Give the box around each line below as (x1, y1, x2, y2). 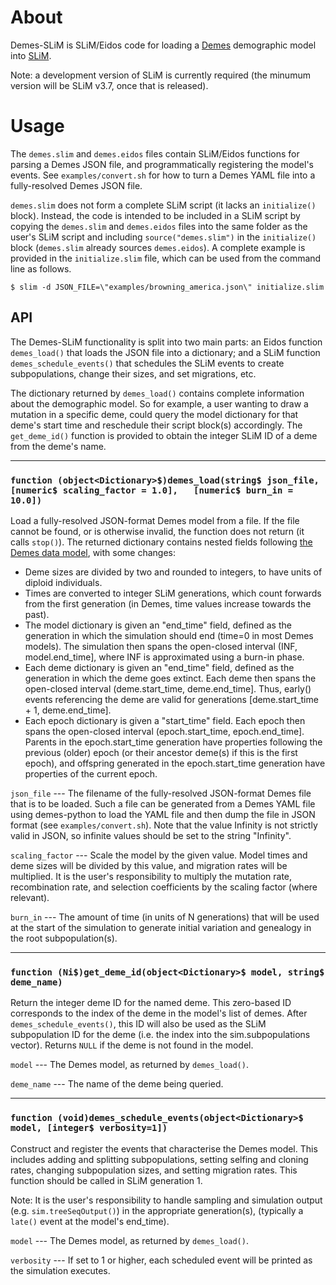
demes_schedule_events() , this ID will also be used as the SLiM (10, 1018, 267, 1030)
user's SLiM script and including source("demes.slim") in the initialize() (10, 231, 317, 243)
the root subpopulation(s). (10, 932, 118, 944)
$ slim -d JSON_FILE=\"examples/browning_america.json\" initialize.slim (10, 282, 325, 292)
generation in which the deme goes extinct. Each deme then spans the (24, 672, 317, 684)
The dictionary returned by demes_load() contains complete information (10, 387, 305, 399)
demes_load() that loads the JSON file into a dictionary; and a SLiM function (10, 346, 321, 358)
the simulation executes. (10, 1264, 111, 1276)
